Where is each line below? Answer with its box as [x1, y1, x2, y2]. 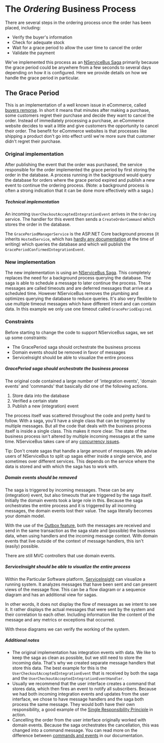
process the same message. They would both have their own [12, 701, 135, 707]
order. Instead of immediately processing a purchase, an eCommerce [5, 117, 144, 123]
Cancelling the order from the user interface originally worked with [12, 717, 146, 723]
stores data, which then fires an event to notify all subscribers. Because [12, 686, 157, 692]
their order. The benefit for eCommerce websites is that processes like [5, 128, 147, 134]
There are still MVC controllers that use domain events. [5, 552, 116, 558]
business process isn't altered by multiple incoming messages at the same [5, 433, 155, 439]
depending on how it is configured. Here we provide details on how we [5, 69, 147, 75]
